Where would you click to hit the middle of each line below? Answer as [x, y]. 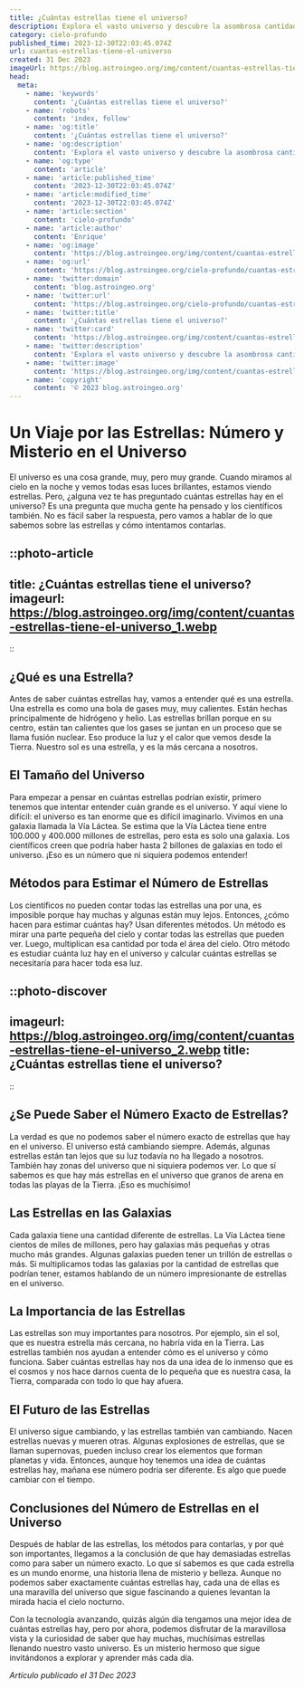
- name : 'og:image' [62, 245]
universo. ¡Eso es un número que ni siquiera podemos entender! [129, 854]
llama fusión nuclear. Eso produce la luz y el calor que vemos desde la [140, 738]
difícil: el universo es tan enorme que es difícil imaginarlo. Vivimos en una [146, 816]
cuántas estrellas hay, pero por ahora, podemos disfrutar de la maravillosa [148, 1628]
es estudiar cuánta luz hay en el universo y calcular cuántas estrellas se [143, 953]
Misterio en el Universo [98, 452]
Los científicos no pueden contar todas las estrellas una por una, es [136, 905]
